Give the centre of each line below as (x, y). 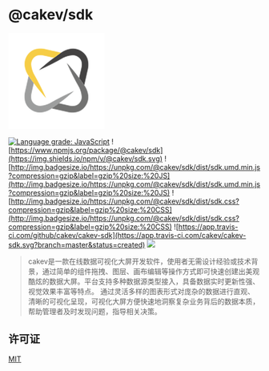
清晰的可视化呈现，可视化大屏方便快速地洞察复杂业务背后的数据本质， (144, 301)
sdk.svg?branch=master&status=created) (77, 244)
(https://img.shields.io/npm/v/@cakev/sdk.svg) (85, 159)
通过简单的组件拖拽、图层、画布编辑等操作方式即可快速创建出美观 (151, 271)
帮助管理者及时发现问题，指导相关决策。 (94, 311)
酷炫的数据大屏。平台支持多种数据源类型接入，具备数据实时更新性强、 (144, 281)
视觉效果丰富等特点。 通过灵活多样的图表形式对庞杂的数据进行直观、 (141, 291)
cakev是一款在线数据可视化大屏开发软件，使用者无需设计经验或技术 (139, 261)
